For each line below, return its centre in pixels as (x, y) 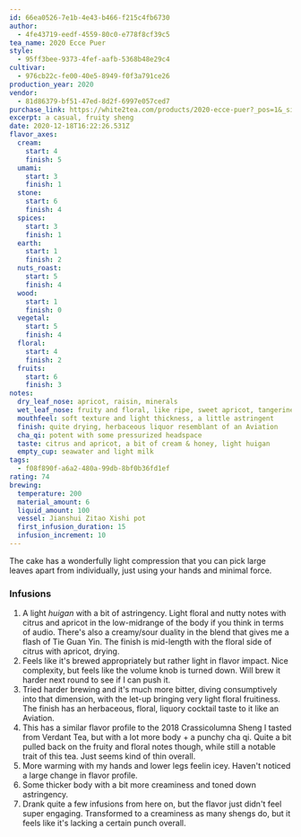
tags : (19, 460)
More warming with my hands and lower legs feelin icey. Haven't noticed (156, 766)
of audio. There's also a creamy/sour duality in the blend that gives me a (155, 632)
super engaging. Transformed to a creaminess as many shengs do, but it (156, 814)
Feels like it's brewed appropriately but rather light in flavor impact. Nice (155, 661)
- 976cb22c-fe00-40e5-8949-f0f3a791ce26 (94, 76)
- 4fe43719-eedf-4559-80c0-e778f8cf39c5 (94, 34)
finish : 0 (44, 310)
